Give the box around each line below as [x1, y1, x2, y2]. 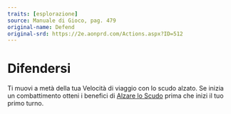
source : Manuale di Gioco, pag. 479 [7, 17, 116, 24]
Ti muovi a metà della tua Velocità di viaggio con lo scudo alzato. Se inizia [7, 84, 225, 93]
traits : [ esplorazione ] [7, 10, 78, 18]
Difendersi [7, 61, 71, 76]
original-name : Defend [7, 23, 75, 30]
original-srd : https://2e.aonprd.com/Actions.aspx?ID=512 [7, 30, 183, 38]
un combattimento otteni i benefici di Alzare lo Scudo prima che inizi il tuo [7, 91, 224, 100]
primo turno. [7, 99, 44, 108]
